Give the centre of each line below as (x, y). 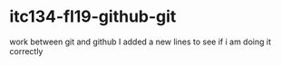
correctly (26, 51)
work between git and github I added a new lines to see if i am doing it (140, 42)
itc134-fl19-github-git (93, 17)
